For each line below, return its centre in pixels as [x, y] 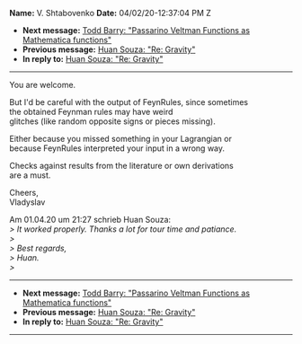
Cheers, [24, 193]
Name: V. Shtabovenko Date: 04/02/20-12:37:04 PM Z [110, 13]
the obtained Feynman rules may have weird [91, 112]
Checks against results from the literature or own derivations [121, 166]
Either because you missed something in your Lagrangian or [120, 139]
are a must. [30, 175]
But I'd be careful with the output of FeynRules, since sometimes [129, 102]
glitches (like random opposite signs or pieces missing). [112, 121]
